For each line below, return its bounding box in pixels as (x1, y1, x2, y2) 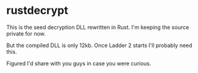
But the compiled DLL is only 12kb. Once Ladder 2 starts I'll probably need (6, 42, 193, 49)
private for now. (6, 30, 46, 37)
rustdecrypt (6, 4, 68, 17)
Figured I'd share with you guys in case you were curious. (6, 60, 152, 67)
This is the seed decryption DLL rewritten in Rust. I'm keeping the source (6, 24, 189, 31)
